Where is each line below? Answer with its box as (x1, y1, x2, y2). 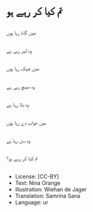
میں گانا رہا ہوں (6, 29, 36, 36)
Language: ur (14, 199, 48, 206)
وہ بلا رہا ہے (6, 101, 29, 108)
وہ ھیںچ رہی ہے (6, 83, 35, 90)
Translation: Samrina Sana (14, 192, 80, 199)
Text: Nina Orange (14, 179, 60, 186)
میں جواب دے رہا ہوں (6, 118, 46, 126)
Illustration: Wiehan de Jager (14, 185, 87, 193)
